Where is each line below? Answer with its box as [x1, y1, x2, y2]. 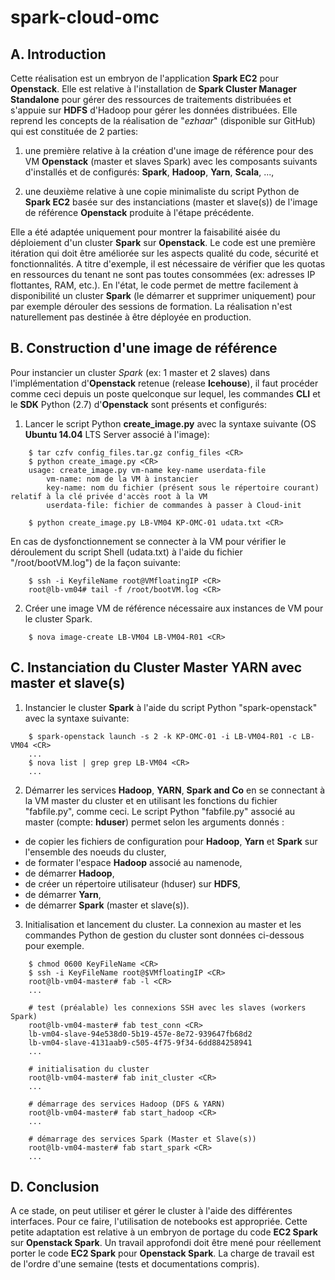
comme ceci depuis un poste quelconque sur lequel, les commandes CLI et [10, 387, 321, 400]
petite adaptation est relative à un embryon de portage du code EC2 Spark [10, 1226, 318, 1238]
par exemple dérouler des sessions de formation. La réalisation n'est [10, 301, 293, 312]
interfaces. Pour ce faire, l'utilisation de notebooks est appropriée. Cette [10, 1216, 308, 1228]
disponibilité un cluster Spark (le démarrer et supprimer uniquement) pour [10, 290, 316, 301]
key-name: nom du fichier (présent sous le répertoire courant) [46, 482, 320, 493]
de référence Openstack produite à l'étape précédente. [24, 207, 255, 218]
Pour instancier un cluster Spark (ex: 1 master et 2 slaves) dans [10, 366, 271, 378]
